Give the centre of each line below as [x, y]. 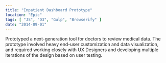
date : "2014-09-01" [26, 24]
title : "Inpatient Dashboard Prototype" [49, 10]
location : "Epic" [24, 15]
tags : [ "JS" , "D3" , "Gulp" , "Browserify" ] [53, 19]
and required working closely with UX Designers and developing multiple [82, 50]
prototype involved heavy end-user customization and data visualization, [82, 45]
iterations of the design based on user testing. [54, 55]
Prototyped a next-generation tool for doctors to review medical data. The [83, 39]
